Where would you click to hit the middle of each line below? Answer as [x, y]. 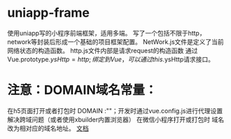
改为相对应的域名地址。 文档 [48, 128]
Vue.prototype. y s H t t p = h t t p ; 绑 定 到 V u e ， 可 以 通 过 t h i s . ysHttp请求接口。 [111, 59]
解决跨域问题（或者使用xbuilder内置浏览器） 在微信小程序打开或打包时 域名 [116, 119]
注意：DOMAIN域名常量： [82, 90]
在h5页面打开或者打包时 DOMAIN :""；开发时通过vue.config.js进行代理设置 [115, 110]
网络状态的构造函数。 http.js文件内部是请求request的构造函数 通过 [103, 50]
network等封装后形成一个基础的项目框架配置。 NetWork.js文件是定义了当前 [115, 42]
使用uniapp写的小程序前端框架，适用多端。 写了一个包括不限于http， [106, 33]
